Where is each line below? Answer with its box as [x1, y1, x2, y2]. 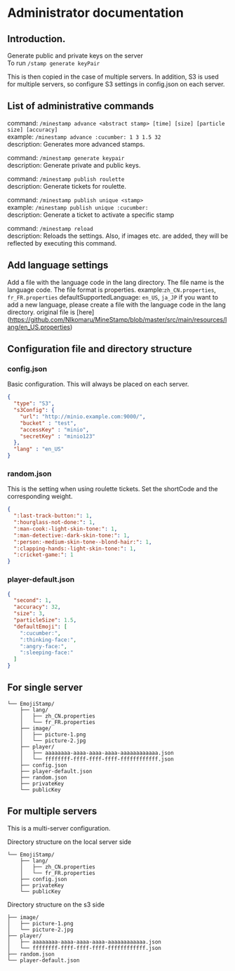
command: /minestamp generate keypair [7, 153, 125, 162]
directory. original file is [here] [7, 307, 95, 316]
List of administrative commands [7, 100, 154, 112]
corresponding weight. [7, 493, 73, 501]
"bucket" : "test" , [20, 420, 77, 427]
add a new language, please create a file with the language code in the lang [7, 300, 226, 309]
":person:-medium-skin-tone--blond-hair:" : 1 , [13, 538, 152, 545]
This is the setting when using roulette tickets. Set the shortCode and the [7, 485, 218, 493]
